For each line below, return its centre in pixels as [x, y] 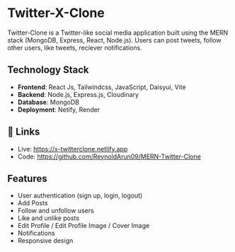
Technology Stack [48, 70]
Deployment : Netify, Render [59, 109]
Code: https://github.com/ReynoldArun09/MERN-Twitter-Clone [109, 156]
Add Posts [33, 203]
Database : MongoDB [48, 102]
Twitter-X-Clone [56, 13]
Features [27, 178]
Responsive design [45, 241]
